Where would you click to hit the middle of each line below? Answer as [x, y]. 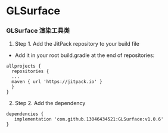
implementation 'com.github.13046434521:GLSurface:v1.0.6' [89, 119]
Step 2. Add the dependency [50, 103]
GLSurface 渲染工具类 [38, 31]
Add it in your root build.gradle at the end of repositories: [85, 55]
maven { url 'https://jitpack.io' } [57, 82]
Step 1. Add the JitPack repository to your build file [77, 44]
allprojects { [24, 66]
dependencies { [25, 114]
